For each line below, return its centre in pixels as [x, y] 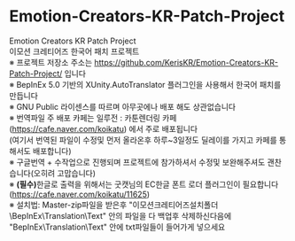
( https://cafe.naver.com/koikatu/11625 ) [80, 194]
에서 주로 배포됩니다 [163, 128]
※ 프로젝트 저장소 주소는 [51, 62]
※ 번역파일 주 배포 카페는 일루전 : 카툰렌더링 [85, 118]
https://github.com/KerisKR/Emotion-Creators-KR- [186, 62]
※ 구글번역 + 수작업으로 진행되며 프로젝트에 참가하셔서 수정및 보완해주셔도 [137, 162]
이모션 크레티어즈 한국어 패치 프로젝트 [74, 51]
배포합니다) [52, 151]
